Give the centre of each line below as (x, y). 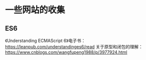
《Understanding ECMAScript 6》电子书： (45, 40)
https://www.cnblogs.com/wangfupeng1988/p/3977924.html (66, 52)
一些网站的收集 (35, 10)
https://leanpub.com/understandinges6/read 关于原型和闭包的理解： (74, 47)
